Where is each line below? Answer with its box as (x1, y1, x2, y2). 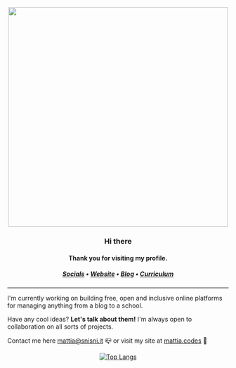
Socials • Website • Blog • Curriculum (62, 270, 174, 278)
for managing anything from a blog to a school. (7, 301, 143, 310)
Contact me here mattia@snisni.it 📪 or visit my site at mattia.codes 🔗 (7, 336, 207, 345)
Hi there (104, 236, 132, 246)
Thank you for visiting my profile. (68, 254, 168, 262)
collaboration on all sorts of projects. (7, 322, 114, 331)
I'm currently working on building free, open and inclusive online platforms (7, 294, 223, 303)
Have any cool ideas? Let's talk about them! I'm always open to (7, 315, 192, 324)
